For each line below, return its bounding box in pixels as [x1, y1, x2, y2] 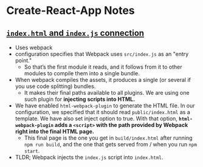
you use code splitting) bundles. [15, 83, 96, 90]
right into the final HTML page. [15, 128, 94, 135]
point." [15, 57, 32, 64]
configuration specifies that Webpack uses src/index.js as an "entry [15, 50, 189, 58]
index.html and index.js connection [6, 28, 145, 38]
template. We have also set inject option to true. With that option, [15, 115, 178, 122]
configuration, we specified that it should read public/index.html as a [15, 109, 190, 115]
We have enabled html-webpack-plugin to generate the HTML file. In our [15, 102, 196, 109]
